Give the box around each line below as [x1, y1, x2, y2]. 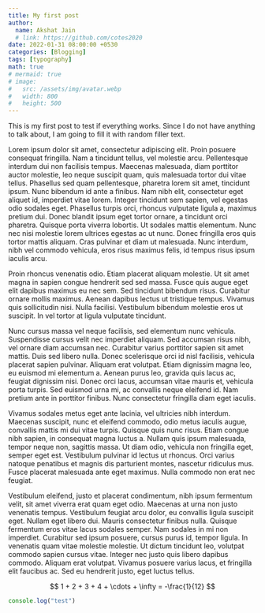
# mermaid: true [8, 70, 62, 78]
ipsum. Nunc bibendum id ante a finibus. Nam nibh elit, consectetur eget [8, 187, 244, 196]
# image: [8, 77, 37, 85]
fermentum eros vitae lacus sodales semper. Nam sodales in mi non [8, 525, 229, 534]
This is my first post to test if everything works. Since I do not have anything [8, 121, 256, 131]
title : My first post [8, 11, 80, 20]
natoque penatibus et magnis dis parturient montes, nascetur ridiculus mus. [8, 459, 254, 469]
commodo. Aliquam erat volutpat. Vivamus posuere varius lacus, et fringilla [8, 558, 252, 568]
